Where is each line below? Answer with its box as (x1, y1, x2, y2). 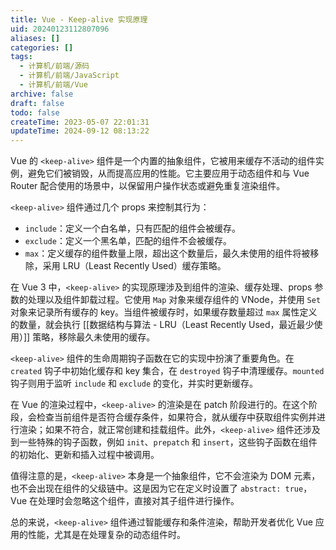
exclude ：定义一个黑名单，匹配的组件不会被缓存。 (24, 235, 232, 247)
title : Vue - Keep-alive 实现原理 (10, 14, 148, 25)
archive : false (10, 89, 74, 99)
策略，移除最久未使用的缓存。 (32, 331, 156, 343)
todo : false (10, 107, 60, 118)
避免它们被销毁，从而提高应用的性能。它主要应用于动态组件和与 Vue (27, 167, 310, 180)
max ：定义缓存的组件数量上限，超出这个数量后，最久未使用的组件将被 (24, 247, 311, 260)
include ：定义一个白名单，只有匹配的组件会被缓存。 (24, 222, 241, 235)
